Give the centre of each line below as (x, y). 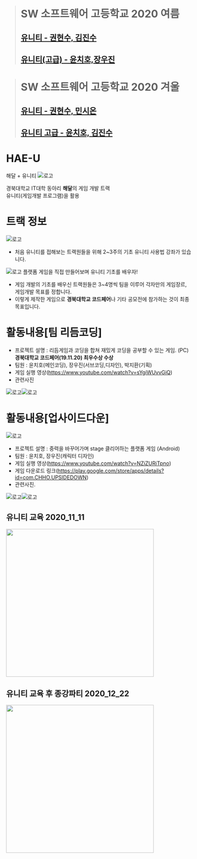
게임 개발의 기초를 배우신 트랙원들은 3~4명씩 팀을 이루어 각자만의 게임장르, (101, 284)
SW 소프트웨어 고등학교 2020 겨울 (100, 87)
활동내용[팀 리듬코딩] (54, 332)
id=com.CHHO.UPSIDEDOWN (51, 477)
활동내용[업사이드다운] (58, 418)
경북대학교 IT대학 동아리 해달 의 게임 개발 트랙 (58, 188)
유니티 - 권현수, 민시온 (58, 111)
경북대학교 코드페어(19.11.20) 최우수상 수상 (64, 357)
